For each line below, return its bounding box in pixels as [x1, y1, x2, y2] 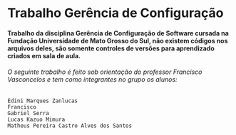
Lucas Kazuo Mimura [7, 116, 66, 123]
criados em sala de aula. [7, 51, 81, 60]
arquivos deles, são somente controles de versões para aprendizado [7, 44, 215, 53]
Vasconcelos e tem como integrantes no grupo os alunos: [7, 75, 178, 84]
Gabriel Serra [7, 109, 50, 117]
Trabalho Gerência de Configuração [7, 5, 224, 21]
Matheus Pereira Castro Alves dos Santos [7, 122, 133, 129]
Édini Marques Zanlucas [7, 97, 78, 104]
